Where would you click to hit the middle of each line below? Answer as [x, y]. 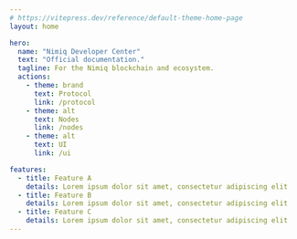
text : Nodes [56, 119]
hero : [20, 43]
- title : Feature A [55, 178]
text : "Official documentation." [81, 60]
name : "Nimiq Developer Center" [80, 51]
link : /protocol [64, 102]
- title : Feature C [55, 212]
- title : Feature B [55, 195]
